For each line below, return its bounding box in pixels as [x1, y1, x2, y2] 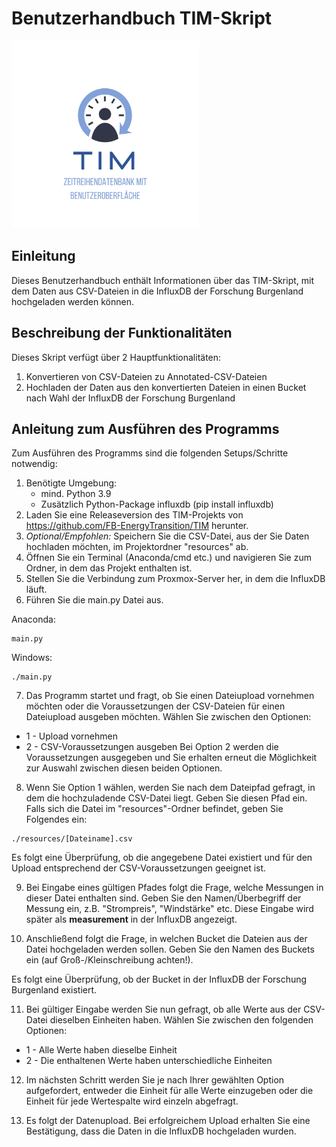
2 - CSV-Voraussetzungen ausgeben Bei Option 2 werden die [25, 741, 279, 753]
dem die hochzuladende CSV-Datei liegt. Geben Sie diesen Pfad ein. [25, 792, 308, 804]
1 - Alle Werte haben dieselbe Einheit [25, 1044, 178, 1056]
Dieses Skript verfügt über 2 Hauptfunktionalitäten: [11, 351, 222, 363]
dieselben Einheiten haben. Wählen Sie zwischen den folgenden [49, 1014, 314, 1026]
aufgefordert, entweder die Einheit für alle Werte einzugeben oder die [25, 1085, 314, 1097]
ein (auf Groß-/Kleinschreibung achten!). [25, 954, 194, 966]
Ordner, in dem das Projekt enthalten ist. [25, 562, 193, 574]
